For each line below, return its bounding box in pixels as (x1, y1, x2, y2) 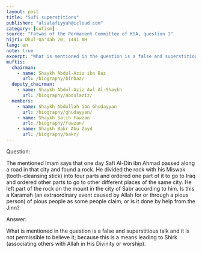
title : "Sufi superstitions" (6, 14, 79, 20)
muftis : (6, 59, 26, 65)
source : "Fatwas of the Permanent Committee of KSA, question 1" (6, 31, 173, 37)
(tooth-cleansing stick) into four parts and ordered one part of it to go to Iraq (6, 172, 196, 179)
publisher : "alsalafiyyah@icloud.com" (6, 20, 103, 26)
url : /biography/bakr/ (22, 131, 79, 138)
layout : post (6, 8, 39, 15)
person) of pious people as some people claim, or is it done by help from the (6, 197, 196, 204)
